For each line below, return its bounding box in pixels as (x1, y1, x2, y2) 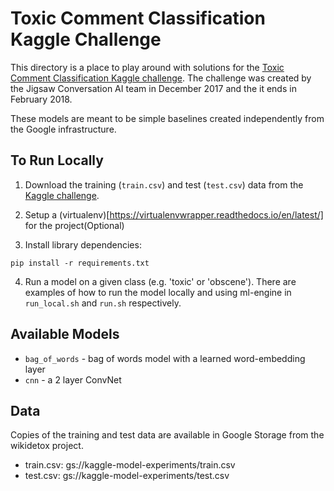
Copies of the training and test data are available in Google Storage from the (10, 429, 325, 441)
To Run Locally (10, 152, 104, 169)
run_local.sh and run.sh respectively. (24, 297, 182, 309)
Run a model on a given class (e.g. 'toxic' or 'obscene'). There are (24, 275, 297, 287)
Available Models (10, 326, 120, 343)
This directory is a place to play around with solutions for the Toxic (10, 61, 285, 73)
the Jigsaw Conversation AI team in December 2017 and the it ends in (10, 82, 297, 94)
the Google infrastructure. (10, 123, 117, 135)
